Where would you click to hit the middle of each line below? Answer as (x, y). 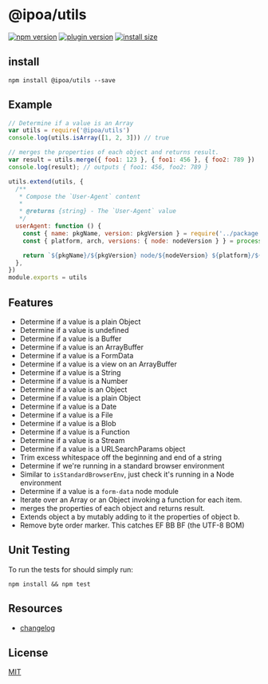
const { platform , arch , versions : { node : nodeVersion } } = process (142, 241)
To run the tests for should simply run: (71, 569)
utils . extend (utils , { (46, 181)
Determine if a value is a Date (68, 406)
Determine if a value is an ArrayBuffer (81, 347)
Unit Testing (39, 550)
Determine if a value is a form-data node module (99, 491)
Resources (35, 609)
